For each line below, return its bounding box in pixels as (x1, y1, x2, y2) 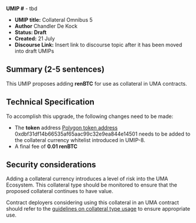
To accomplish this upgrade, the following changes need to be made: (6, 113, 174, 120)
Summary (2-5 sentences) (6, 65, 104, 75)
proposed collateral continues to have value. (6, 188, 113, 195)
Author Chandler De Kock (14, 23, 78, 29)
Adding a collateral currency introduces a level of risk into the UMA (6, 175, 168, 183)
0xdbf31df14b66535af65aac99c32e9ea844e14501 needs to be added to (14, 130, 191, 137)
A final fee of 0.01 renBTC (14, 143, 78, 150)
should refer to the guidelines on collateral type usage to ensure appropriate (6, 205, 191, 212)
